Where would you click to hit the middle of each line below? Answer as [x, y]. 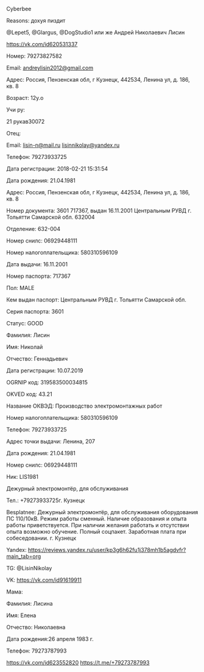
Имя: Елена [21, 615]
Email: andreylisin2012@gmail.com [50, 68]
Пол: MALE [20, 288]
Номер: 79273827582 [34, 56]
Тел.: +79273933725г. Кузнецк [46, 500]
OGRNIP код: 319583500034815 [47, 382]
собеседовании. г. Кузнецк [41, 538]
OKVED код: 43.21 [30, 394]
